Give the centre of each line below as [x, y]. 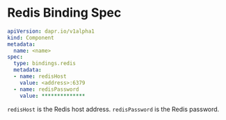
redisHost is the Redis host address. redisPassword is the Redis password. [113, 109]
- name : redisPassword [46, 89]
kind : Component [31, 37]
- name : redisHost [40, 77]
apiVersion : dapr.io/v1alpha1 [51, 31]
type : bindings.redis [45, 64]
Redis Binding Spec [64, 13]
